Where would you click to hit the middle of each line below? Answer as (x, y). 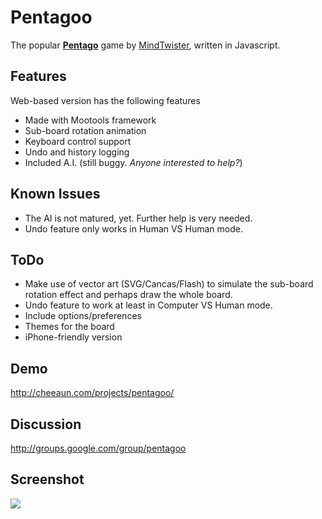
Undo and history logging (77, 152)
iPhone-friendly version (73, 337)
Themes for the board (69, 327)
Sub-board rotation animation (85, 130)
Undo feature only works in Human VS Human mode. (133, 228)
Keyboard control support (78, 141)
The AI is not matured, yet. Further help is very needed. (138, 218)
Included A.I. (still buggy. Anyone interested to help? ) (133, 162)
